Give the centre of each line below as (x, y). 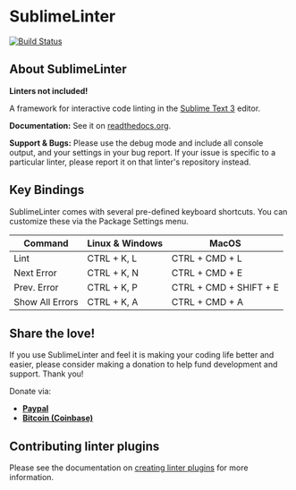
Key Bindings (47, 190)
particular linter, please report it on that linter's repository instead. (131, 162)
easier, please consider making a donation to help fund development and (144, 365)
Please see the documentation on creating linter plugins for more (129, 468)
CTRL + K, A (113, 301)
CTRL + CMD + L (207, 258)
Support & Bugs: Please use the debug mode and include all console (136, 143)
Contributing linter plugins (85, 446)
